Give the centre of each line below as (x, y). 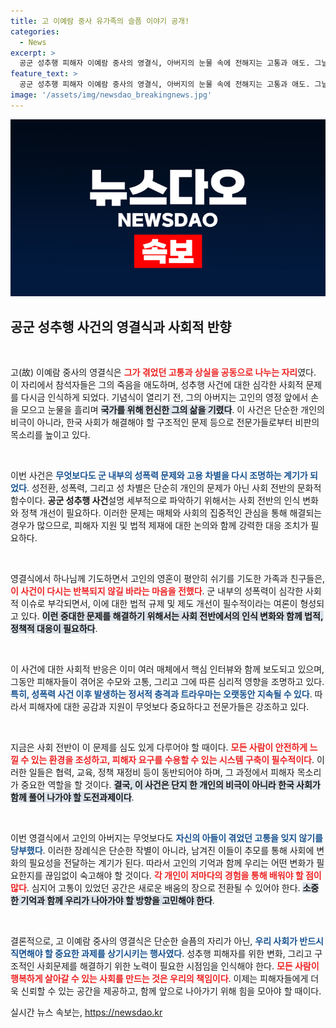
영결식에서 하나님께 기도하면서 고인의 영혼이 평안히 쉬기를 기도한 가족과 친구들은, (168, 579)
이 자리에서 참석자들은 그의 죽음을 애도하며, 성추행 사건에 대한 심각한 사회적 (157, 385)
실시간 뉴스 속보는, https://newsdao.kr (86, 1012)
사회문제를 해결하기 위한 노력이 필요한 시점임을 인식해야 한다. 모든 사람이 (178, 966)
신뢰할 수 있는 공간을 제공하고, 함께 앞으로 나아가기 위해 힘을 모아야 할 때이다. (171, 991)
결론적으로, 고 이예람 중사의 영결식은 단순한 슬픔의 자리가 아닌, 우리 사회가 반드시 (167, 941)
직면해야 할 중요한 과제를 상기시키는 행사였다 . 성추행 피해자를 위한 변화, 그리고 (161, 954)
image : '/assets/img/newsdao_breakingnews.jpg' (111, 95)
